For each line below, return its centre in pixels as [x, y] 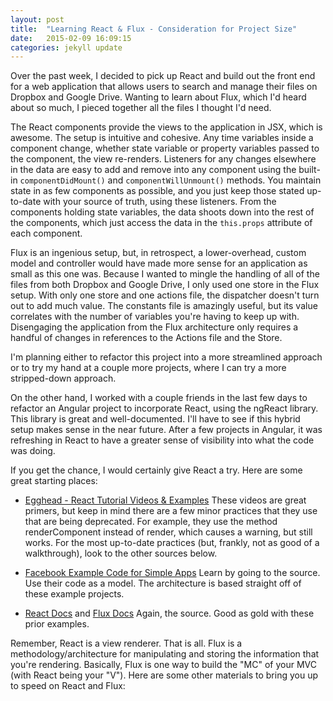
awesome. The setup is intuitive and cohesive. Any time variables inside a [162, 138]
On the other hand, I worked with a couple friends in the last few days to [159, 398]
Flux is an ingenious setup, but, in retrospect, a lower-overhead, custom [158, 253]
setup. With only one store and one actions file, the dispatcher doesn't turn [165, 295]
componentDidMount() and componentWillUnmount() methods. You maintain [170, 180]
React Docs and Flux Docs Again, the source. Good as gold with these [169, 613]
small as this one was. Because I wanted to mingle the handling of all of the [165, 274]
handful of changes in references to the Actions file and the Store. [146, 338]
